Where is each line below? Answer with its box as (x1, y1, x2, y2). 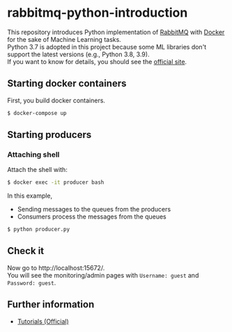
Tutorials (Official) (17, 317, 70, 325)
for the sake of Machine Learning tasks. (7, 35, 122, 43)
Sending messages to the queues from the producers (17, 205, 171, 214)
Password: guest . (7, 278, 56, 287)
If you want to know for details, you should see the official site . (7, 57, 187, 65)
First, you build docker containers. (7, 96, 106, 104)
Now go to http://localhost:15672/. (7, 263, 105, 272)
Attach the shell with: (7, 166, 68, 174)
